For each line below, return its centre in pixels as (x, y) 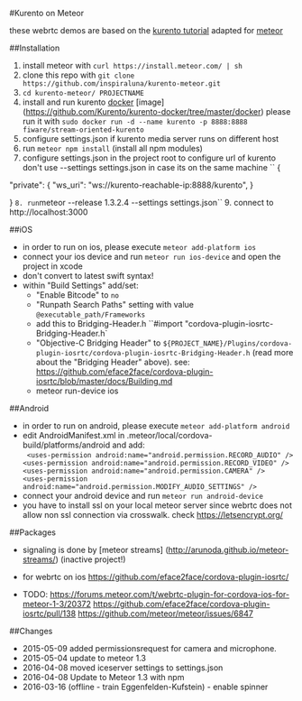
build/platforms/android (66, 445)
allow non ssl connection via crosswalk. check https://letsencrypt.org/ (153, 515)
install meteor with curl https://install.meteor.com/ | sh (133, 65)
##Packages (33, 532)
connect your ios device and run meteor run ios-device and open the (151, 257)
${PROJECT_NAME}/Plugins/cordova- (228, 344)
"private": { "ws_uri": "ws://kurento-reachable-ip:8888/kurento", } (132, 185)
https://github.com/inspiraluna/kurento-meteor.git (121, 84)
